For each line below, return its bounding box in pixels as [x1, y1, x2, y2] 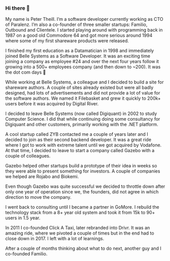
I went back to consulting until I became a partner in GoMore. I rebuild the [5, 204, 159, 210]
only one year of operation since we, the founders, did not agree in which [5, 189, 159, 195]
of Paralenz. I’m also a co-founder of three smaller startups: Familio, [5, 21, 148, 27]
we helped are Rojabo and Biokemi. [5, 173, 79, 180]
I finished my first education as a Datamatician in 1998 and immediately [5, 48, 154, 54]
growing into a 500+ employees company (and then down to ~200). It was [5, 64, 161, 70]
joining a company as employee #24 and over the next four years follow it [5, 59, 159, 65]
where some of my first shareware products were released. [5, 38, 129, 44]
